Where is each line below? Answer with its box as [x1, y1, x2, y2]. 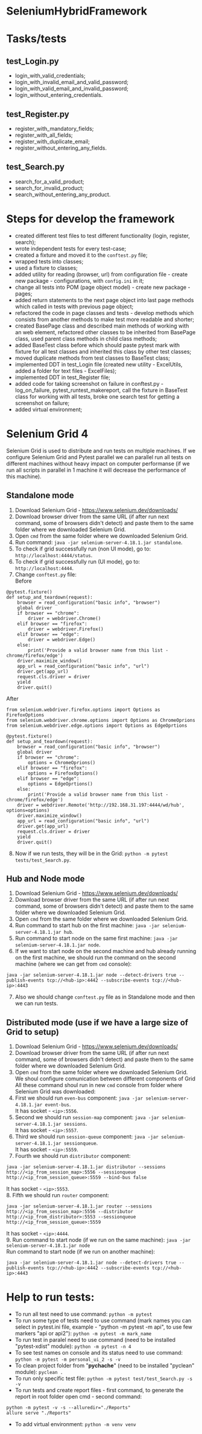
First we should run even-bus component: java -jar [14, 1094, 144, 1102]
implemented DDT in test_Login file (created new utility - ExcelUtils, [14, 360, 183, 368]
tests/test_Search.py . [14, 856, 71, 864]
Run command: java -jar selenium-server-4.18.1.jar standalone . [14, 538, 183, 546]
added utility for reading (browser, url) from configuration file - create [14, 271, 188, 278]
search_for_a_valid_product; [14, 177, 84, 185]
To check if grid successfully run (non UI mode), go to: [14, 545, 151, 552]
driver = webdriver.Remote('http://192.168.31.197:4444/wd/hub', [17, 802, 185, 808]
